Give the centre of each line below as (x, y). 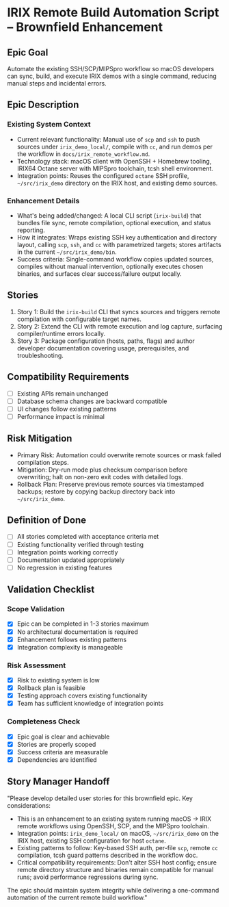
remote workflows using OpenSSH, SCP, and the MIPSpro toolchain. (113, 826)
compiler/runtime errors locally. (61, 333)
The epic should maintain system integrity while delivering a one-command (113, 890)
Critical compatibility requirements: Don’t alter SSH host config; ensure (117, 862)
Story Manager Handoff (58, 782)
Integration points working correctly (67, 552)
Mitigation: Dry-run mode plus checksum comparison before (102, 470)
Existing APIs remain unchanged (63, 393)
